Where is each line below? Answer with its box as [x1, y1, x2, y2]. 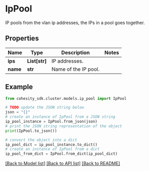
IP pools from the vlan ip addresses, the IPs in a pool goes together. [5, 20, 145, 26]
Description [61, 49, 90, 56]
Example [5, 83, 33, 91]
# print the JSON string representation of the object [5, 123, 122, 128]
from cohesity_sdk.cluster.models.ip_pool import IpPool [5, 96, 127, 101]
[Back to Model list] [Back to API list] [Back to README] [5, 160, 120, 166]
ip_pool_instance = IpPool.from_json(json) [5, 119, 98, 124]
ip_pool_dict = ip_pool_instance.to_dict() [5, 142, 98, 147]
